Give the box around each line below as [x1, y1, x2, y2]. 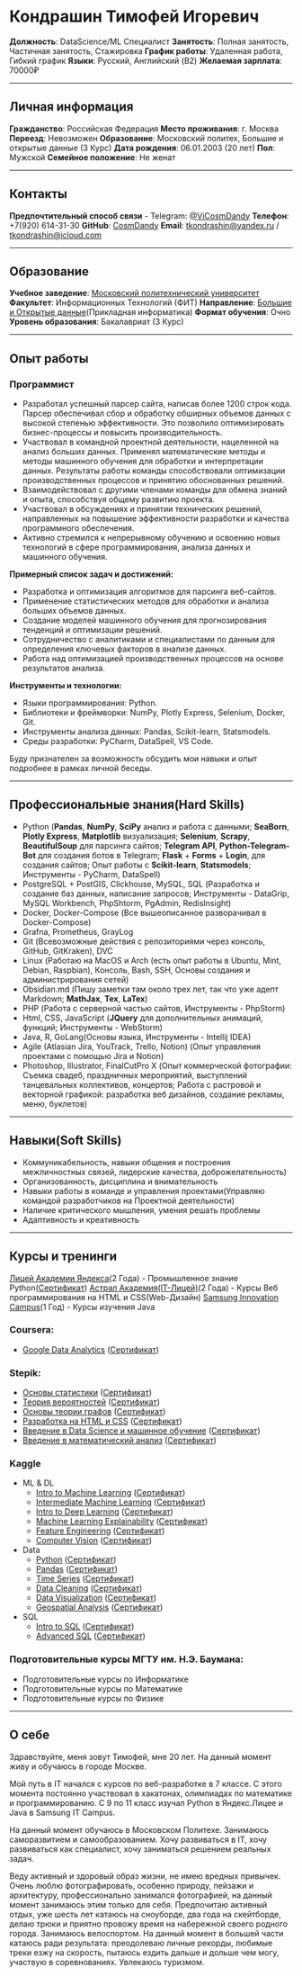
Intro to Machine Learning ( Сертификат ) [35, 1487, 186, 1498]
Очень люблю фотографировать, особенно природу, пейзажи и [9, 1880, 254, 1891]
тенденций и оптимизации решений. [22, 624, 163, 635]
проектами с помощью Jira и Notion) [22, 1050, 164, 1061]
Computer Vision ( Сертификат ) [35, 1535, 153, 1546]
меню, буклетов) [22, 1098, 88, 1109]
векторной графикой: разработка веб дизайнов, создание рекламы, [22, 1089, 285, 1100]
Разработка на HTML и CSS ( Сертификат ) [22, 1415, 182, 1427]
